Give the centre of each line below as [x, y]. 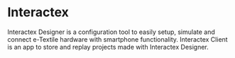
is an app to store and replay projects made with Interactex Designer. [108, 47]
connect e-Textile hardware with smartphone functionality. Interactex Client [118, 39]
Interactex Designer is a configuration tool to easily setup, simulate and [111, 32]
